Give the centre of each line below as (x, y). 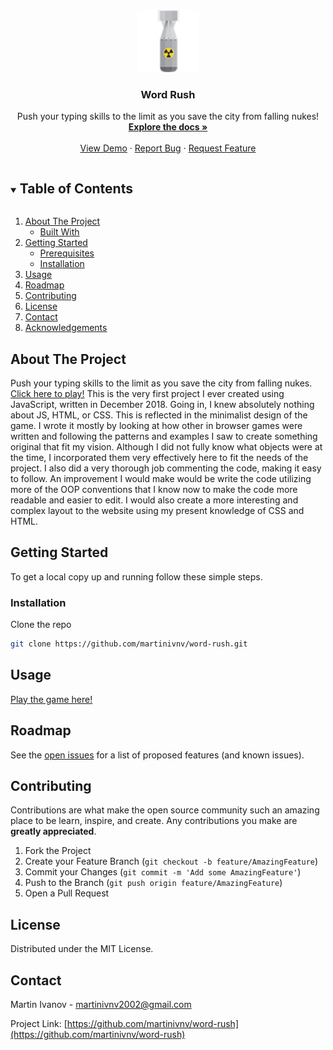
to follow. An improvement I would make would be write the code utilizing (161, 478)
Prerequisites (67, 253)
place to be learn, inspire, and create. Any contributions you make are (154, 821)
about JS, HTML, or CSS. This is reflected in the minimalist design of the (159, 415)
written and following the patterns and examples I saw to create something (164, 436)
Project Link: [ (39, 1023)
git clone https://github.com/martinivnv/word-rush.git (129, 644)
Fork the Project (58, 851)
